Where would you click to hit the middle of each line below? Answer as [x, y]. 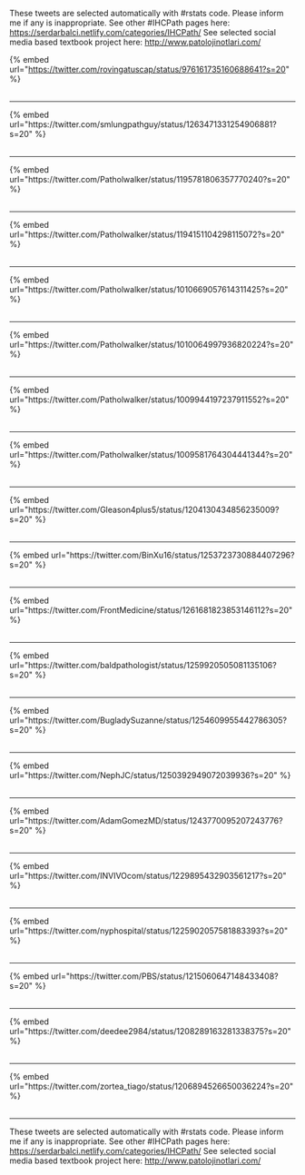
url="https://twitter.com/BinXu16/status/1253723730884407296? [173, 555]
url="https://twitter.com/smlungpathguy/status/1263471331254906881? [143, 124]
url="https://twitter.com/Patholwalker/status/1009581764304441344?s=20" [151, 454]
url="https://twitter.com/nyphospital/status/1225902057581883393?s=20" [149, 931]
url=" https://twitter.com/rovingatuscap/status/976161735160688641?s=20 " [150, 69]
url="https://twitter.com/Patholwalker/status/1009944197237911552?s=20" [149, 400]
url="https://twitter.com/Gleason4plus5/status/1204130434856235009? [144, 509]
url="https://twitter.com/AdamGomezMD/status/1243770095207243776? [146, 820]
